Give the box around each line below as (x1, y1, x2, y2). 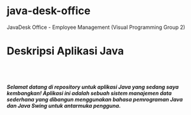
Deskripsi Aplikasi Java (7, 44, 124, 58)
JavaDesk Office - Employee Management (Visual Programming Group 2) (7, 24, 186, 31)
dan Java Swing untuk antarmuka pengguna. (7, 102, 121, 110)
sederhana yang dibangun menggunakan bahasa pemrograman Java (7, 96, 183, 103)
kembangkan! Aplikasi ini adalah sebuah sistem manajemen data (7, 90, 172, 97)
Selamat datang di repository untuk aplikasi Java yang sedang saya (7, 84, 179, 91)
